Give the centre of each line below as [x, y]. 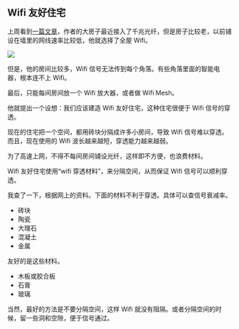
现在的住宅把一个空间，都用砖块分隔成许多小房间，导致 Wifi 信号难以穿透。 [118, 132]
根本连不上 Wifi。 [45, 78]
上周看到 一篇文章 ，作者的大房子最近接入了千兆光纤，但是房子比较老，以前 [116, 31]
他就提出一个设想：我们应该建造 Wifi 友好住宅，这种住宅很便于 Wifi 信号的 [116, 108]
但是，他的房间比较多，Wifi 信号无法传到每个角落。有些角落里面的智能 [111, 68]
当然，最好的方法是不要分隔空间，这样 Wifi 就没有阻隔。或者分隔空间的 [111, 309]
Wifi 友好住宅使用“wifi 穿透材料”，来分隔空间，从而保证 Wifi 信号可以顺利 [115, 171]
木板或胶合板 [36, 276]
